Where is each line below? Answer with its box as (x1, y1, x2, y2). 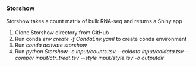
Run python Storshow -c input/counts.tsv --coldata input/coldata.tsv (14, 48, 184, 55)
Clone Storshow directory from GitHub (14, 29, 109, 36)
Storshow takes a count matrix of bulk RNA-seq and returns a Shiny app (6, 18, 182, 25)
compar (14, 55, 34, 62)
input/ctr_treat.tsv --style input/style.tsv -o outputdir (35, 55, 165, 62)
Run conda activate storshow (14, 42, 87, 49)
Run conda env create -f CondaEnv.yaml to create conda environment (14, 36, 187, 43)
